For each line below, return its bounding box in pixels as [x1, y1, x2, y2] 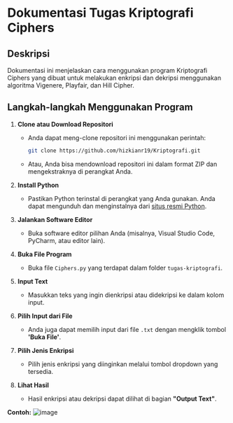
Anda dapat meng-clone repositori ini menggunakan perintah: [27, 133, 206, 141]
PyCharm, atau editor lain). [27, 236, 106, 244]
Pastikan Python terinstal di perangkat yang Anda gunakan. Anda [27, 194, 216, 202]
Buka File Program [17, 250, 72, 258]
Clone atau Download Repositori [17, 120, 113, 128]
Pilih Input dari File [17, 312, 73, 320]
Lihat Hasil [17, 380, 49, 389]
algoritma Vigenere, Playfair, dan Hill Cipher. [7, 81, 134, 89]
